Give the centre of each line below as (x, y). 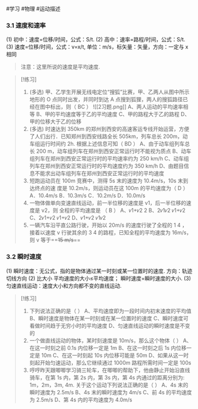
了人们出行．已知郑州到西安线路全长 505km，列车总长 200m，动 (108, 136)
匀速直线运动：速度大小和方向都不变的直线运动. (64, 285)
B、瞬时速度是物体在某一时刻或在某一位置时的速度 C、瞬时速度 (106, 318)
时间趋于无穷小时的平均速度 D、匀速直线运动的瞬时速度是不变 (115, 326)
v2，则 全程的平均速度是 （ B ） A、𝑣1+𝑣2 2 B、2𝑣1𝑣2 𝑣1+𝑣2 (113, 210)
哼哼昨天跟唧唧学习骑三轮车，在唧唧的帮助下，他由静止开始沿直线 (110, 370)
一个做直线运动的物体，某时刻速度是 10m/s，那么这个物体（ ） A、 (111, 340)
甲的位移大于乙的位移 (55, 122)
